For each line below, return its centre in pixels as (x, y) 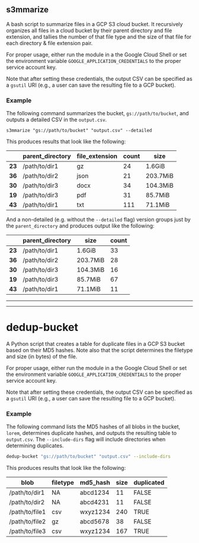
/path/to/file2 (28, 522)
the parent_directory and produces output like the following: (81, 226)
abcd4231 (94, 503)
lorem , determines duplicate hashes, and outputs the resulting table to (92, 433)
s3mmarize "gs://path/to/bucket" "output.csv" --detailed (79, 131)
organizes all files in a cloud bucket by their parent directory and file (89, 30)
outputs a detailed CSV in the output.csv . (57, 120)
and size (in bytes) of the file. (42, 356)
